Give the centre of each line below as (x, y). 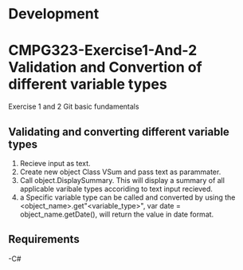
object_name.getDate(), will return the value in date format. (117, 214)
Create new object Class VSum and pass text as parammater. (120, 172)
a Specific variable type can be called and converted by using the (127, 197)
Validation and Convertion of (105, 67)
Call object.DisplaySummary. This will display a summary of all (122, 180)
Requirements (44, 239)
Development (54, 14)
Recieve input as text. (55, 163)
